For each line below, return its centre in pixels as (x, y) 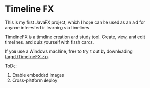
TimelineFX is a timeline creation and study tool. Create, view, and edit (75, 37)
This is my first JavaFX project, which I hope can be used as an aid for (75, 22)
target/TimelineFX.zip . (27, 56)
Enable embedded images (38, 75)
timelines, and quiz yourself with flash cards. (50, 42)
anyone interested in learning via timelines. (48, 27)
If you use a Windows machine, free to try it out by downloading (69, 51)
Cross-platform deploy (35, 80)
